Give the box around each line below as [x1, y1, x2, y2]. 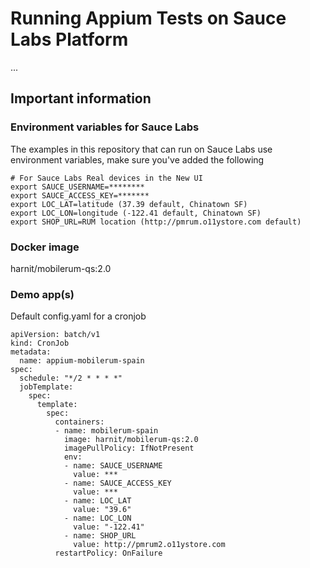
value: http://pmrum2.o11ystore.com [73, 540, 226, 550]
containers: [54, 417, 105, 427]
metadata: [10, 347, 52, 357]
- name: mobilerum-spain [54, 426, 159, 436]
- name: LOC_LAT [63, 496, 132, 506]
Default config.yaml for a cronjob [10, 310, 147, 322]
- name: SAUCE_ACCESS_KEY [63, 478, 172, 489]
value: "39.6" [73, 505, 132, 515]
